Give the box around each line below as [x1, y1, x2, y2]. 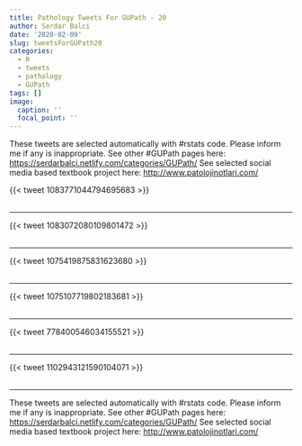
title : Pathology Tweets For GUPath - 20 [9, 13, 167, 23]
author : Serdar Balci [9, 22, 91, 31]
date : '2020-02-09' [9, 30, 83, 39]
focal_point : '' [17, 114, 78, 123]
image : [9, 96, 34, 106]
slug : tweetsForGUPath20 [9, 38, 102, 48]
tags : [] [9, 88, 42, 97]
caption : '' [17, 105, 63, 114]
